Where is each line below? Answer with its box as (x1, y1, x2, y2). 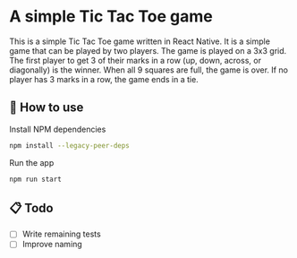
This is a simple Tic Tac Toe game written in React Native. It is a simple (9, 36, 271, 47)
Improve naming (21, 239, 82, 250)
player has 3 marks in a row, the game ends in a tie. (9, 73, 199, 84)
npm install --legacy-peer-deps (9, 141, 130, 150)
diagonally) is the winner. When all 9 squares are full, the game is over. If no (9, 64, 289, 75)
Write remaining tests (21, 228, 101, 239)
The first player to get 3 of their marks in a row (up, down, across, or (9, 55, 262, 65)
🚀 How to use (9, 100, 84, 116)
